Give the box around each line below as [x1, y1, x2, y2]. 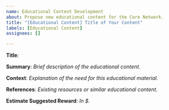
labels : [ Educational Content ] [6, 25, 83, 31]
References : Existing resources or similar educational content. [6, 86, 158, 93]
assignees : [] [6, 31, 41, 36]
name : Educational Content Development [6, 8, 104, 15]
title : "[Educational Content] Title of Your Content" [6, 19, 143, 25]
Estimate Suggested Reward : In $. [6, 98, 90, 105]
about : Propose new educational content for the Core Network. [6, 14, 164, 20]
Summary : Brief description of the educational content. [6, 63, 141, 71]
